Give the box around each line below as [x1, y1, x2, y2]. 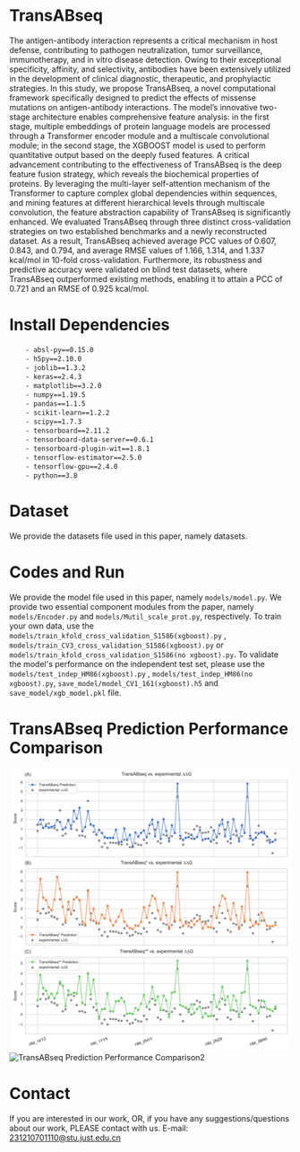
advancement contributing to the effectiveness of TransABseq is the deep [9, 159, 282, 170]
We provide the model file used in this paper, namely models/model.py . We [9, 592, 282, 602]
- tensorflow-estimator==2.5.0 [25, 453, 142, 462]
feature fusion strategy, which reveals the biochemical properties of [9, 168, 260, 180]
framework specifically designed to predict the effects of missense [9, 92, 257, 103]
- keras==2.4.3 [25, 372, 82, 382]
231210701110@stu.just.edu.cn [9, 1132, 121, 1143]
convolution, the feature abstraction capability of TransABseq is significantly [9, 207, 291, 217]
